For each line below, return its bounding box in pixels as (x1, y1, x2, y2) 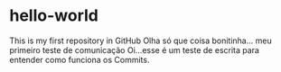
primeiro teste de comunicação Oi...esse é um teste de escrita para (9, 44, 260, 55)
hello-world (9, 5, 99, 26)
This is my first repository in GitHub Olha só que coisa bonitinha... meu (9, 35, 273, 46)
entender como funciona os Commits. (9, 54, 150, 65)
